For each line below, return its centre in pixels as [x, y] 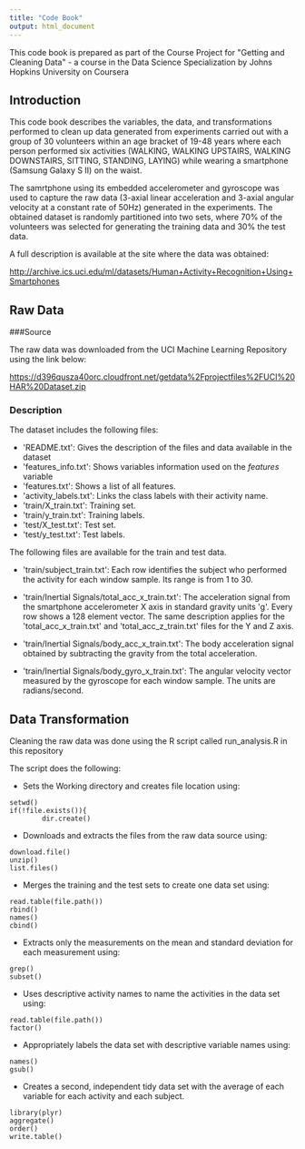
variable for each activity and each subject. [103, 1096]
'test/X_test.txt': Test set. [69, 525]
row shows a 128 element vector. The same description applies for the [154, 616]
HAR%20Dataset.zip [48, 387]
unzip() [24, 860]
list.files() [34, 869]
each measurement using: [71, 952]
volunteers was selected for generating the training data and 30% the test [148, 227]
